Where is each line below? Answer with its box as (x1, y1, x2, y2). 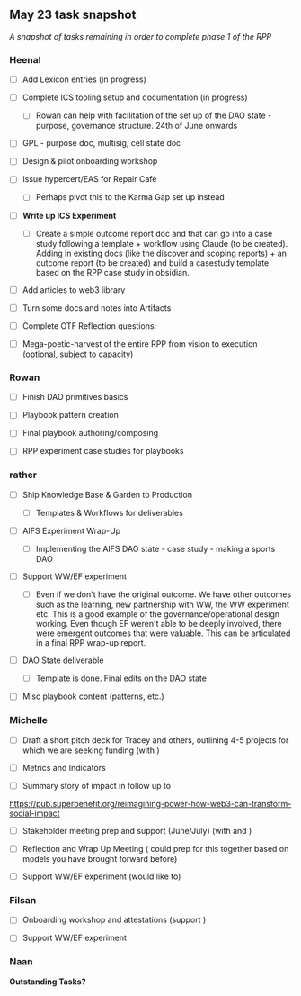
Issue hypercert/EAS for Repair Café (22, 174, 157, 185)
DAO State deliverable (22, 655, 104, 666)
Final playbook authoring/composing (22, 428, 159, 439)
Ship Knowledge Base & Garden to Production (22, 489, 193, 500)
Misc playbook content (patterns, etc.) (22, 691, 164, 702)
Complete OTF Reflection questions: (22, 320, 157, 331)
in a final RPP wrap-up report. (35, 638, 146, 648)
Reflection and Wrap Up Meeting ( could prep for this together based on (22, 843, 289, 854)
